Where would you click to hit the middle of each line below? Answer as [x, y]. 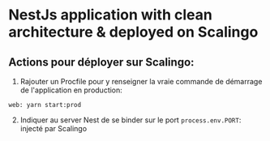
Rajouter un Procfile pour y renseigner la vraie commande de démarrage [141, 81]
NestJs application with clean [110, 15]
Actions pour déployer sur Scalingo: [101, 62]
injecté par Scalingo [54, 128]
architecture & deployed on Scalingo [133, 32]
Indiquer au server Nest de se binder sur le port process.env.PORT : [131, 120]
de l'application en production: [71, 90]
